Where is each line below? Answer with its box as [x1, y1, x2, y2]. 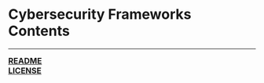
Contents [8, 22, 71, 40]
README [8, 55, 42, 66]
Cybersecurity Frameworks [8, 5, 192, 23]
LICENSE [8, 65, 42, 76]
